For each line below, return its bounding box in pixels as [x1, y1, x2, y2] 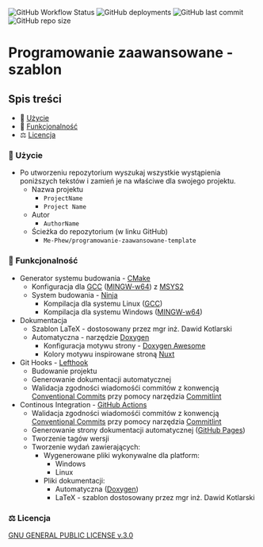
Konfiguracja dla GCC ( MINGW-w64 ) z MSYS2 [31, 282, 185, 291]
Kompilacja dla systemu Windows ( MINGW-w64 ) [43, 306, 204, 317]
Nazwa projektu [31, 185, 84, 195]
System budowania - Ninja [31, 290, 118, 299]
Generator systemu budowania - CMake [19, 273, 151, 283]
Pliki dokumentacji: [43, 476, 105, 485]
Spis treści [8, 92, 62, 106]
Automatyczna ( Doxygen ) [55, 484, 139, 494]
